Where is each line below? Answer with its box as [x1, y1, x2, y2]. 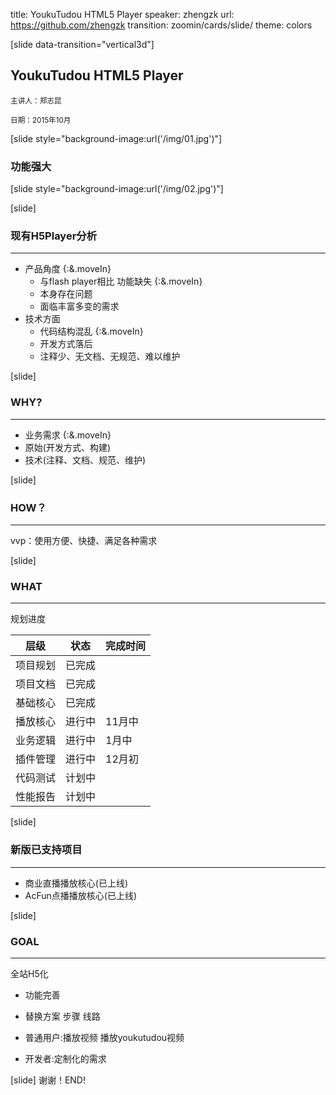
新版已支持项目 [10, 843, 83, 857]
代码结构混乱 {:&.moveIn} [39, 325, 144, 338]
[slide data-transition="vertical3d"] [10, 39, 155, 50]
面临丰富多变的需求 [39, 300, 120, 313]
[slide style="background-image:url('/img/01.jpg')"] [10, 132, 223, 144]
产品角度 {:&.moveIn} [24, 263, 112, 275]
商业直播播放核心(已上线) [24, 877, 129, 889]
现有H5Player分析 [10, 229, 98, 243]
